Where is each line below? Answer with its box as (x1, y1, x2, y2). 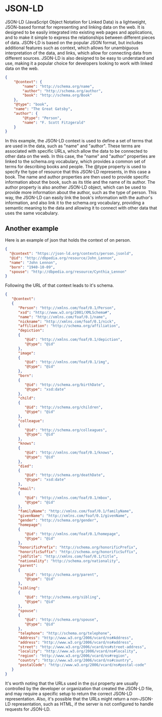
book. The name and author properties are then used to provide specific (5, 174, 149, 180)
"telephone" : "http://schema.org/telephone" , (17, 630, 112, 636)
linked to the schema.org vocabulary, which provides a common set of (5, 158, 146, 164)
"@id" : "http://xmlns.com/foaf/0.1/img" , (24, 360, 110, 365)
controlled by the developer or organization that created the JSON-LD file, (5, 685, 153, 691)
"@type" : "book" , (14, 102, 49, 107)
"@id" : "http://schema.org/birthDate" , (24, 382, 105, 387)
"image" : (17, 350, 36, 355)
